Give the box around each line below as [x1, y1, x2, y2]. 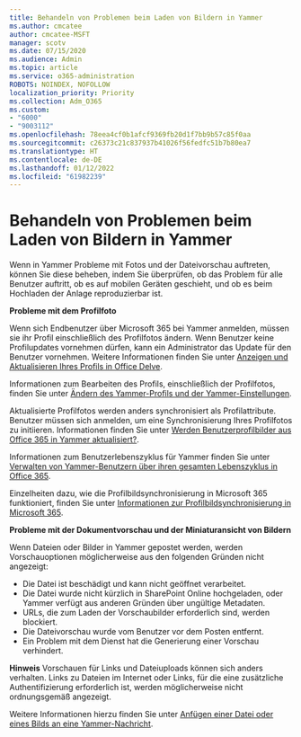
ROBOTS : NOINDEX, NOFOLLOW [9, 80, 111, 89]
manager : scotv [9, 38, 66, 48]
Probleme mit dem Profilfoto [9, 306, 117, 316]
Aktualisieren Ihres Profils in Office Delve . [9, 361, 164, 372]
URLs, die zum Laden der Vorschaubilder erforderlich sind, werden [22, 608, 270, 618]
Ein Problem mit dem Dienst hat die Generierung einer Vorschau [22, 635, 260, 647]
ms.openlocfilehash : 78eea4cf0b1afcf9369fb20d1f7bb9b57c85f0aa [9, 130, 252, 139]
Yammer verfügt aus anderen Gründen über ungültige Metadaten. [22, 598, 266, 608]
